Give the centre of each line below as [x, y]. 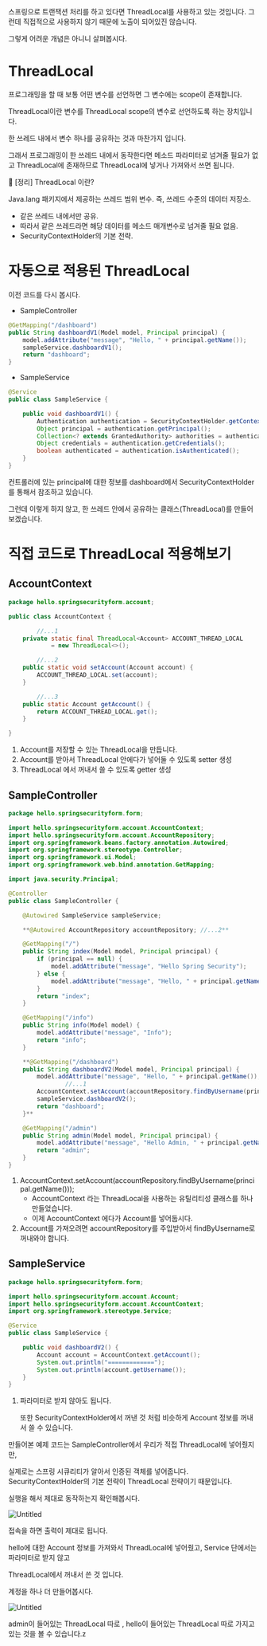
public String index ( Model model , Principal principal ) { [120, 952]
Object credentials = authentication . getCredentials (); [131, 444]
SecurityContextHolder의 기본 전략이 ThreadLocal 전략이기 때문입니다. [120, 1482]
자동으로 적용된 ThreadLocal [99, 271]
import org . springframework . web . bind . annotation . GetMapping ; [112, 865]
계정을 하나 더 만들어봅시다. [51, 1592]
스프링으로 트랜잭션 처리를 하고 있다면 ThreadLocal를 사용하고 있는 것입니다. [127, 12]
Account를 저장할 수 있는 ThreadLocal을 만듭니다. [99, 750]
